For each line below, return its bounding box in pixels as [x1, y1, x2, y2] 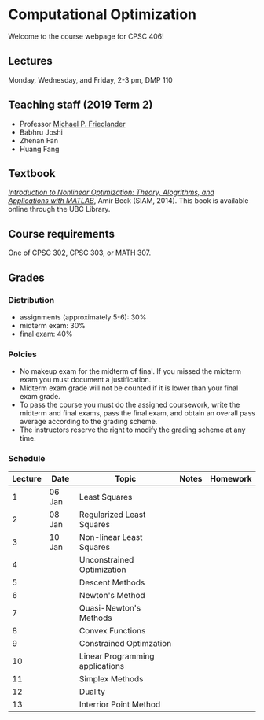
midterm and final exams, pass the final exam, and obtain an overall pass [19, 408, 255, 418]
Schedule [8, 453, 46, 464]
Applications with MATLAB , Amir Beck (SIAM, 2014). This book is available [8, 196, 249, 205]
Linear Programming [79, 651, 155, 662]
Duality [79, 686, 106, 697]
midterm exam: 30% [19, 320, 86, 330]
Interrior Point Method [79, 699, 161, 710]
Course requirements [8, 227, 115, 241]
